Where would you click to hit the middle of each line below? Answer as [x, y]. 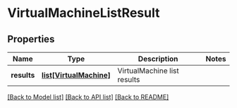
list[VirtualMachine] [76, 75]
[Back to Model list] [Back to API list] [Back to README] [88, 97]
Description [158, 59]
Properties [31, 39]
